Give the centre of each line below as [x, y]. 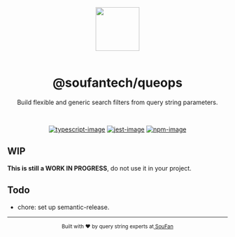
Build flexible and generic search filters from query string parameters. [117, 102]
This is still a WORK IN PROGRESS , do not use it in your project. [100, 168]
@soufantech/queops [117, 83]
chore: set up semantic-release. [63, 207]
